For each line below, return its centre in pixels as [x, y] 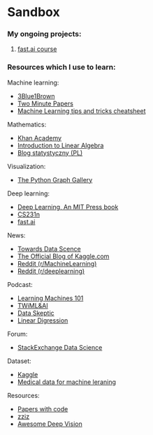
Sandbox [34, 12]
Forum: [17, 334]
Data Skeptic [36, 313]
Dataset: [19, 361]
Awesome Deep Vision [50, 424]
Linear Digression [43, 320]
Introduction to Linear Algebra [60, 145]
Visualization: [27, 166]
